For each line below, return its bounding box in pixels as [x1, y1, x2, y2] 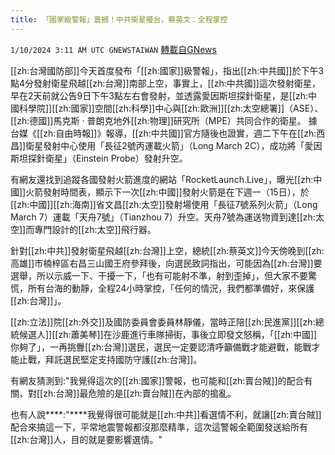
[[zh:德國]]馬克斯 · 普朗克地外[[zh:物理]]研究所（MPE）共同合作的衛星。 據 [10, 114, 318, 126]
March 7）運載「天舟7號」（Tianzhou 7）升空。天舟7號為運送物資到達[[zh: [10, 211, 316, 223]
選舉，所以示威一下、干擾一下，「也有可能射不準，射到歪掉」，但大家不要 [10, 269, 308, 281]
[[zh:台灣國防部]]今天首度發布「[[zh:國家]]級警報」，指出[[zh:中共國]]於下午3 [10, 64, 325, 76]
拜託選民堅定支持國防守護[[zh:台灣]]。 [44, 353, 203, 365]
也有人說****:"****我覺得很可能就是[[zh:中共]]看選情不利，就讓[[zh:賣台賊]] [10, 408, 322, 420]
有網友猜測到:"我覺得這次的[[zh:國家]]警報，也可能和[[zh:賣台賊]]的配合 [10, 374, 305, 386]
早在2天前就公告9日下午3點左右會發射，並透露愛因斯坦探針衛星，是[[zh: [10, 89, 309, 101]
